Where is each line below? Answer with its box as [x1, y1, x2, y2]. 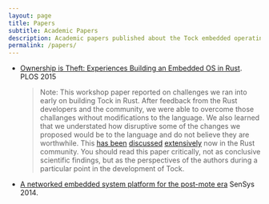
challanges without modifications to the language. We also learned [39, 113, 260, 122]
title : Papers [8, 19, 56, 27]
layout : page [8, 11, 52, 20]
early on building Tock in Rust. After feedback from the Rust [39, 96, 238, 106]
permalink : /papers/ [8, 42, 78, 50]
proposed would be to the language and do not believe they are [39, 130, 250, 140]
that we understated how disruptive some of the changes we [39, 122, 241, 131]
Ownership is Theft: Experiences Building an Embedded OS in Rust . [19, 63, 243, 73]
